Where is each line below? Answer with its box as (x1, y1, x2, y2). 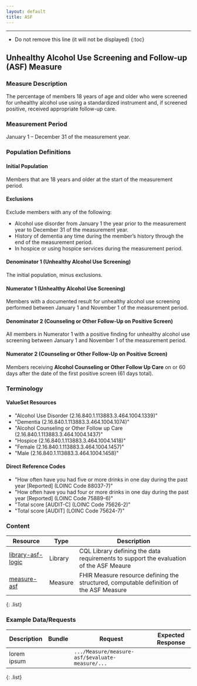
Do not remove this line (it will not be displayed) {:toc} (14, 36, 145, 43)
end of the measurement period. (14, 239, 93, 246)
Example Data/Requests (6, 615, 76, 624)
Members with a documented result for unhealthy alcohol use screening (6, 298, 180, 305)
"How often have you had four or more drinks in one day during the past (14, 488, 189, 496)
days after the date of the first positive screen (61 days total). (6, 370, 154, 377)
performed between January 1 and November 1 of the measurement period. (6, 304, 189, 312)
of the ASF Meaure (79, 562, 131, 570)
